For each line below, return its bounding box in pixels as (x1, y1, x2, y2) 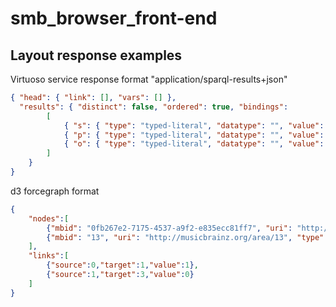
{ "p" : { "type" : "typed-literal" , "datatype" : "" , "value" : (63, 130, 325, 140)
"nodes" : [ (28, 213, 70, 224)
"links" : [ (28, 251, 70, 261)
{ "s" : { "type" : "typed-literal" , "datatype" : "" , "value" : (63, 120, 325, 131)
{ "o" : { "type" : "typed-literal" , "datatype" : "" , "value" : (63, 139, 325, 149)
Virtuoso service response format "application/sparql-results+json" (10, 73, 288, 85)
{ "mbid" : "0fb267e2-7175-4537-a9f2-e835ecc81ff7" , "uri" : (46, 223, 293, 233)
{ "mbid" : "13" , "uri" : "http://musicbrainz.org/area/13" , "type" (46, 232, 325, 242)
